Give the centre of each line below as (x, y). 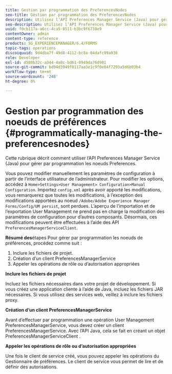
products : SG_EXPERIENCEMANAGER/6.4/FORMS (51, 43)
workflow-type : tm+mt (28, 72)
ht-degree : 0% (20, 81)
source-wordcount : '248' (32, 77)
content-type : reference (32, 39)
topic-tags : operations (31, 48)
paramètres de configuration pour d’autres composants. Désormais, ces (81, 217)
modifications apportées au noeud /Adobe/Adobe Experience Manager (78, 201)
